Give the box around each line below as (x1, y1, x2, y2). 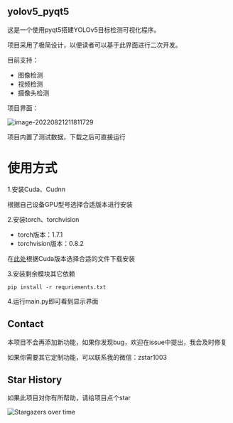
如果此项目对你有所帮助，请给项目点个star (7, 394, 131, 402)
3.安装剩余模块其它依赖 (7, 269, 76, 278)
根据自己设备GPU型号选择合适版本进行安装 (7, 200, 133, 208)
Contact (7, 318, 44, 330)
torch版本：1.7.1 (17, 230, 63, 239)
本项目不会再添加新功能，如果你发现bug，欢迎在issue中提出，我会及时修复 (7, 338, 227, 346)
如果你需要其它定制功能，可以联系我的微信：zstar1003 (7, 353, 167, 361)
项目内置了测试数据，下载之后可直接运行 (7, 132, 126, 141)
